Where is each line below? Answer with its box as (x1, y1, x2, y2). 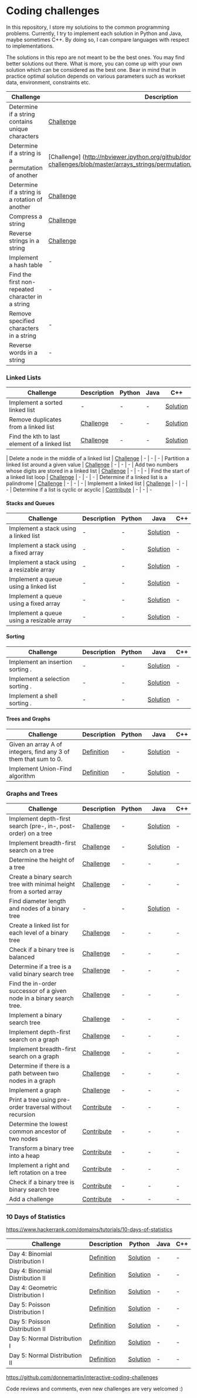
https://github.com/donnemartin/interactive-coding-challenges (6, 1374, 158, 1381)
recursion (9, 1111, 36, 1119)
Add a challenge (9, 1195, 54, 1203)
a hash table (9, 261, 43, 269)
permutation (9, 164, 43, 172)
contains (9, 117, 33, 125)
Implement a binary (9, 1011, 63, 1020)
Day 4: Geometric (9, 1284, 57, 1292)
